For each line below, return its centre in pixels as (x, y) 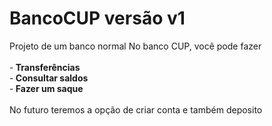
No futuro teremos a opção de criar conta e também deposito (136, 109)
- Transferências (45, 67)
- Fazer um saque (46, 88)
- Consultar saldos (49, 78)
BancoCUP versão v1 (97, 18)
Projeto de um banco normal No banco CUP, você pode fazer (135, 46)
